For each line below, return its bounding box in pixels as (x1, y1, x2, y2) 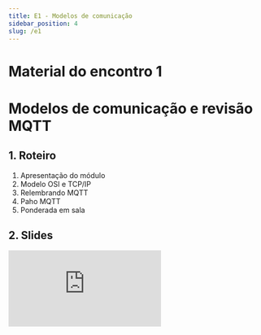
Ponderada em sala (20, 205, 85, 215)
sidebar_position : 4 (8, 20, 79, 28)
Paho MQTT (20, 196, 61, 206)
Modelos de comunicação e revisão (8, 99, 254, 118)
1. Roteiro (8, 149, 57, 163)
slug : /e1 (8, 27, 42, 35)
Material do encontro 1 (8, 62, 163, 80)
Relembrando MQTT (20, 188, 89, 198)
